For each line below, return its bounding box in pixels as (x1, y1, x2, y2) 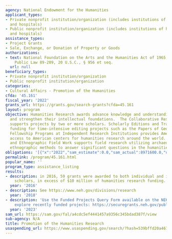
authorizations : (5, 50, 40, 55)
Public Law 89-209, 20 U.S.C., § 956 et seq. (14, 60, 114, 65)
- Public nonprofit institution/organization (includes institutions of (5, 27, 164, 32)
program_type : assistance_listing (5, 164, 79, 169)
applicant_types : (5, 12, 42, 17)
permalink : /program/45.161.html (5, 155, 77, 160)
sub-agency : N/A (5, 217, 40, 222)
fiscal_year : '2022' (5, 98, 50, 103)
